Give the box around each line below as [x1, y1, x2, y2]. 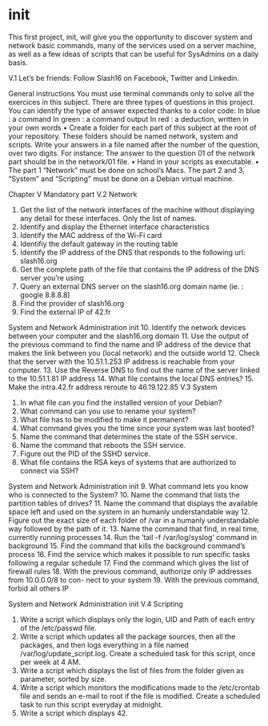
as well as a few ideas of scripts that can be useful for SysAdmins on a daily [8, 49, 259, 58]
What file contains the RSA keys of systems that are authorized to [19, 457, 237, 466]
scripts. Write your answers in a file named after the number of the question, [8, 139, 260, 149]
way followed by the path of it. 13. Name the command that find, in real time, [8, 523, 260, 534]
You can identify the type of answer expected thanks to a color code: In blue [8, 106, 261, 115]
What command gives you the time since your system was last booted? [19, 423, 254, 433]
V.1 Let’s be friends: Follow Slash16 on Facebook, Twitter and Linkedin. [8, 73, 240, 83]
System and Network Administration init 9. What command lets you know [8, 481, 250, 490]
